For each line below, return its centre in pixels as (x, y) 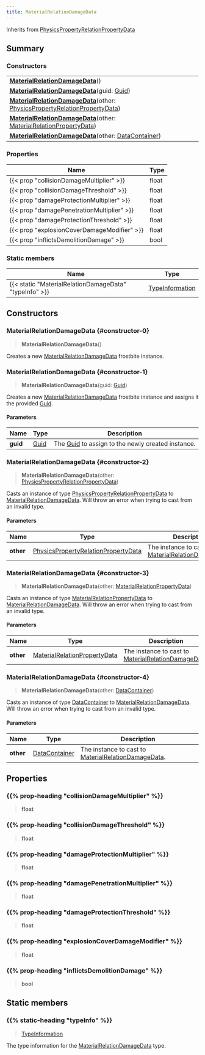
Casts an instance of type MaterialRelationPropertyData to (79, 598)
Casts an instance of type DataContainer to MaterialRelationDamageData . (99, 702)
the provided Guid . (30, 403)
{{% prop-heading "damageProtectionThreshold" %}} (88, 912)
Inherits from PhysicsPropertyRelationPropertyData (71, 29)
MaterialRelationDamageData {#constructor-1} (77, 372)
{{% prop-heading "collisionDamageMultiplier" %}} (85, 796)
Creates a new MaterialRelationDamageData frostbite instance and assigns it (103, 397)
